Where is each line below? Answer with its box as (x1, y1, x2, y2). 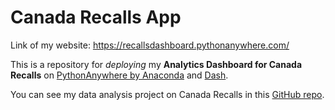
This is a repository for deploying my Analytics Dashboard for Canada (10, 58, 303, 70)
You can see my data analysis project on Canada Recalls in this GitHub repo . (10, 88, 325, 100)
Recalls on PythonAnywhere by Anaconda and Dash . (10, 69, 229, 81)
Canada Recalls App (10, 6, 182, 29)
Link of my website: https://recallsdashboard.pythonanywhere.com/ (10, 39, 290, 51)
